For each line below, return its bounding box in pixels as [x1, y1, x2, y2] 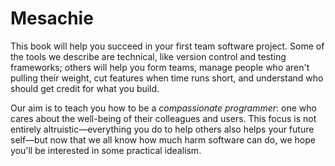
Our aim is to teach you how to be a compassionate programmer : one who [10, 102, 317, 114]
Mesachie [10, 7, 94, 30]
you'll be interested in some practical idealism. [10, 144, 202, 156]
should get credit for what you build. [10, 82, 160, 94]
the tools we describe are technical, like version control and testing [10, 50, 287, 62]
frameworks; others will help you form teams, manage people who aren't [10, 61, 310, 73]
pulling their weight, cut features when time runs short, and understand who [10, 72, 324, 84]
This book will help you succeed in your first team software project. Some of [10, 40, 325, 52]
